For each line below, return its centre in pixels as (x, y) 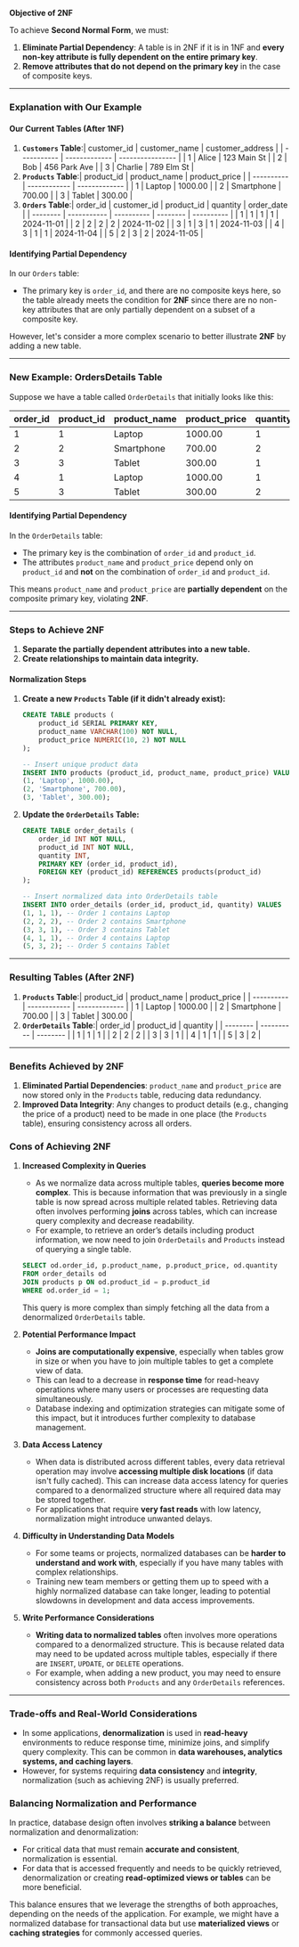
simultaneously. (64, 1398)
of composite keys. (57, 76)
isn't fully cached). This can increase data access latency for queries (162, 1480)
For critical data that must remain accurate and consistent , (131, 1849)
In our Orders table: (44, 273)
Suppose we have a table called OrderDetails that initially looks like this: (141, 396)
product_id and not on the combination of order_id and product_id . (146, 571)
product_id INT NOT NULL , (87, 847)
